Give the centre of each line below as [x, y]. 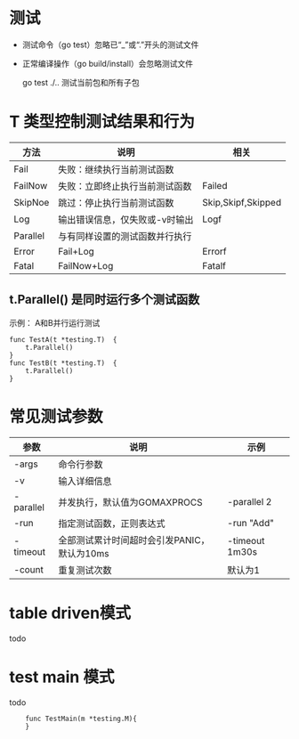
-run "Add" [250, 523]
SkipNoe [32, 202]
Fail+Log [76, 251]
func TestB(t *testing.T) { [63, 363]
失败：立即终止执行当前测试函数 [125, 186]
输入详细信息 [85, 481]
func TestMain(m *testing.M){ [81, 719]
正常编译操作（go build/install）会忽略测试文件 [108, 63]
